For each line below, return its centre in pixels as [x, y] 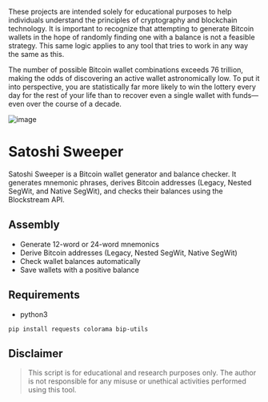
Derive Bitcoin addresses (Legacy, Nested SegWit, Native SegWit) [128, 253]
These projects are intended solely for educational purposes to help [120, 12]
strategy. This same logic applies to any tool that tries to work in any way [128, 46]
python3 [34, 314]
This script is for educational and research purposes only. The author [142, 373]
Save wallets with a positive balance [80, 270]
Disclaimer [36, 353]
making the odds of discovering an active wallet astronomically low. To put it [134, 78]
